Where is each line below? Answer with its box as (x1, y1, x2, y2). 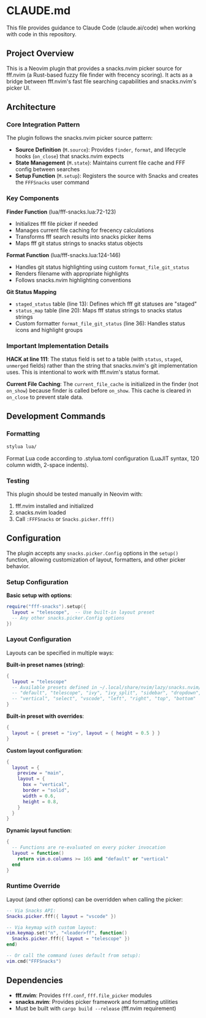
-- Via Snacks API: (6, 908, 56, 914)
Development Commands (6, 411, 106, 422)
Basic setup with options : (6, 592, 72, 599)
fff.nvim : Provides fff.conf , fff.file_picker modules (15, 992, 152, 999)
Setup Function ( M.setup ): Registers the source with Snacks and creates (15, 172, 199, 180)
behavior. (6, 562, 30, 569)
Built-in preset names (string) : (6, 661, 85, 668)
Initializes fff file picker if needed (15, 220, 98, 227)
